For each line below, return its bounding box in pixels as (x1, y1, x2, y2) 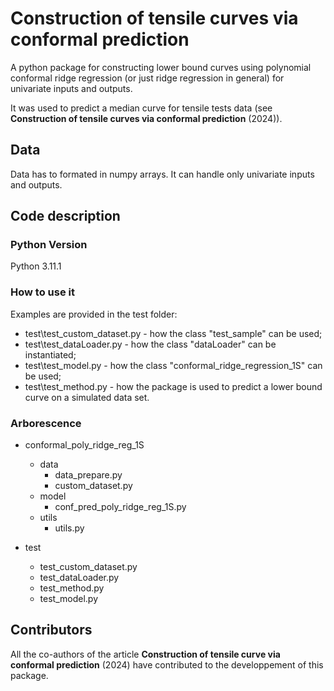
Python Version (10, 238, 88, 252)
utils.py (54, 522, 85, 534)
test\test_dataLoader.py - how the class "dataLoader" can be (24, 338, 277, 350)
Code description (10, 208, 121, 225)
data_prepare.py (54, 469, 123, 481)
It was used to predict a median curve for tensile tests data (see (10, 102, 273, 114)
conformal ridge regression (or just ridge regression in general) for (10, 72, 285, 84)
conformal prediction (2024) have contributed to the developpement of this (10, 658, 324, 671)
